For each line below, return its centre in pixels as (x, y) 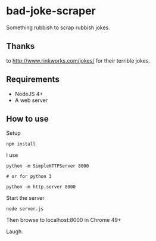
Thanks (21, 46)
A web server (31, 100)
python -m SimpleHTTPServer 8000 (48, 166)
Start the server (25, 198)
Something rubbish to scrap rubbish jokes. (58, 27)
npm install (21, 144)
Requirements (33, 80)
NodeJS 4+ (29, 94)
